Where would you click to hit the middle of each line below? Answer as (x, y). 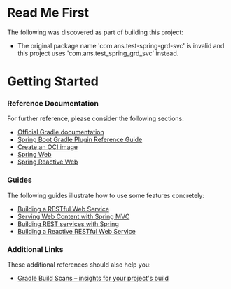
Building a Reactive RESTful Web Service (77, 231)
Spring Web (34, 155)
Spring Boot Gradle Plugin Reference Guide (80, 140)
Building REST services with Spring (68, 224)
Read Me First (48, 13)
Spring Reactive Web (48, 162)
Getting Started (53, 82)
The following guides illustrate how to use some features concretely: (106, 195)
